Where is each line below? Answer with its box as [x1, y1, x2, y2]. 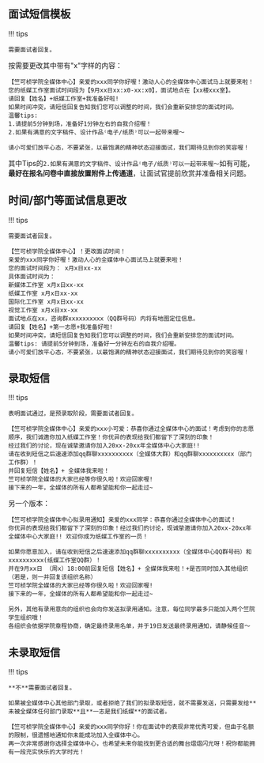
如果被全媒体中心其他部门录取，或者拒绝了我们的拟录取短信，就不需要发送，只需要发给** [8, 699, 257, 708]
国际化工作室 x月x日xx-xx [8, 297, 85, 306]
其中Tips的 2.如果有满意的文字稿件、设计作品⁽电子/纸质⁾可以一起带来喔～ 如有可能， [8, 158, 255, 168]
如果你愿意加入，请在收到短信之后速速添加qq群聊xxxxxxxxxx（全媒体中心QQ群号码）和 [8, 548, 252, 556]
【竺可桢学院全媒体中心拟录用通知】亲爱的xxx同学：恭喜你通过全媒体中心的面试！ [8, 516, 237, 524]
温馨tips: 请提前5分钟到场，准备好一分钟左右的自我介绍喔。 [8, 339, 180, 348]
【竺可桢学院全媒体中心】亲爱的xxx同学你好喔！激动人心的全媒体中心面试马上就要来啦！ [8, 77, 255, 85]
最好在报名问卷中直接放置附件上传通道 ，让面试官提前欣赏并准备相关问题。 [8, 168, 251, 178]
